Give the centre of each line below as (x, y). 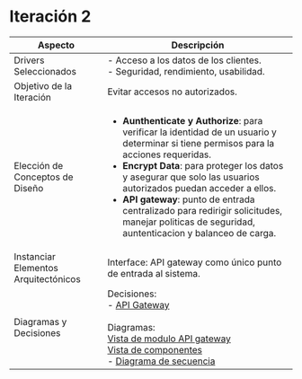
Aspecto (56, 45)
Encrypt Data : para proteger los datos (203, 165)
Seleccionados (45, 71)
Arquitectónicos (47, 278)
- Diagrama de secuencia (161, 361)
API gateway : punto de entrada (189, 199)
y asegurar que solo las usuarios (191, 177)
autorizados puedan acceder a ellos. (200, 188)
